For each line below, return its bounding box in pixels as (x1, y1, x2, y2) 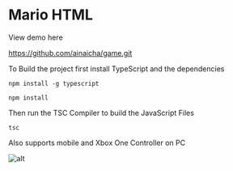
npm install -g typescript (8, 79, 100, 88)
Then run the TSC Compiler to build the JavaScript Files (8, 108, 194, 118)
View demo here (8, 32, 63, 42)
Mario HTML (8, 6, 93, 24)
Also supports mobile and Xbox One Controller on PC (8, 138, 186, 147)
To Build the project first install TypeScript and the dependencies (8, 63, 225, 74)
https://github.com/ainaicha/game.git (8, 48, 133, 58)
